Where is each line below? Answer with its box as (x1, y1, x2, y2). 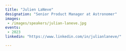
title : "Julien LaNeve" (5, 7, 54, 12)
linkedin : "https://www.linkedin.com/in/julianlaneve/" (5, 34, 122, 39)
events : (5, 25, 21, 30)
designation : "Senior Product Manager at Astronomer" (5, 12, 118, 17)
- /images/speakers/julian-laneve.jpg (7, 20, 87, 26)
